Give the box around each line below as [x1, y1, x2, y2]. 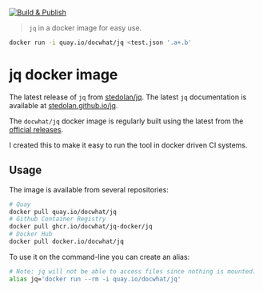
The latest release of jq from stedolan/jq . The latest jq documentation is [9, 92, 247, 102]
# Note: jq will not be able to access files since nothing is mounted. [9, 267, 257, 276]
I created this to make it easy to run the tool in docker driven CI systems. [9, 140, 248, 150]
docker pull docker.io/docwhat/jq [9, 237, 125, 245]
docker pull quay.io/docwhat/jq [9, 208, 117, 216]
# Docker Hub [9, 230, 53, 238]
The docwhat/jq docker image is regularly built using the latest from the [9, 116, 244, 126]
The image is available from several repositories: [9, 184, 169, 194]
